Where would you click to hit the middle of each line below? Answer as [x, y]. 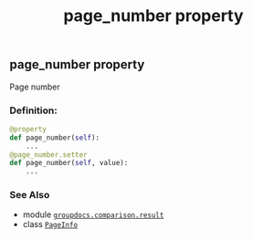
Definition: [33, 110]
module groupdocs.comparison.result [93, 214]
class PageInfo [50, 224]
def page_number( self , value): [69, 163]
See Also [30, 195]
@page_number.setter [49, 155]
